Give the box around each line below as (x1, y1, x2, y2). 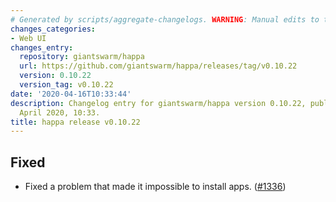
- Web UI (10, 33, 47, 43)
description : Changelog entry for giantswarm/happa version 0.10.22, (10, 98, 307, 108)
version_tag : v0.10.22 (19, 80, 114, 90)
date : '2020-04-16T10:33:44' (10, 89, 132, 99)
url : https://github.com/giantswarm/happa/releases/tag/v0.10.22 (19, 61, 298, 71)
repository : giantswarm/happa (19, 52, 145, 62)
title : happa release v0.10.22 (10, 117, 141, 127)
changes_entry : (10, 42, 74, 53)
